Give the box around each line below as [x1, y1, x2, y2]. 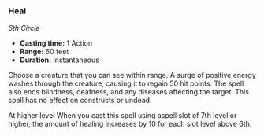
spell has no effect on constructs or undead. [8, 96, 152, 105]
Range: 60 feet [19, 47, 69, 57]
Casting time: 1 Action [19, 39, 93, 48]
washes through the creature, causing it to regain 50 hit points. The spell [8, 79, 244, 88]
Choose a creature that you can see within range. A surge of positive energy [8, 71, 256, 80]
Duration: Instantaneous [19, 55, 100, 64]
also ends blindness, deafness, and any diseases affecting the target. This [8, 87, 250, 97]
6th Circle [8, 24, 40, 33]
